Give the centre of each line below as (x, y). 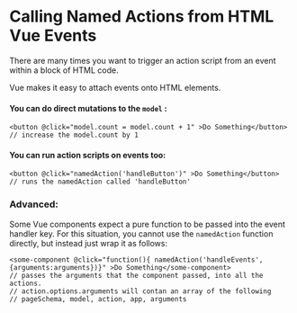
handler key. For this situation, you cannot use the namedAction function (141, 233)
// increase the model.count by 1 (74, 135)
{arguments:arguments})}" (58, 267)
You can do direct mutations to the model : (88, 108)
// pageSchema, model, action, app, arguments (98, 299)
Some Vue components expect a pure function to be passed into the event (148, 224)
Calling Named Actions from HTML (142, 17)
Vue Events (53, 36)
